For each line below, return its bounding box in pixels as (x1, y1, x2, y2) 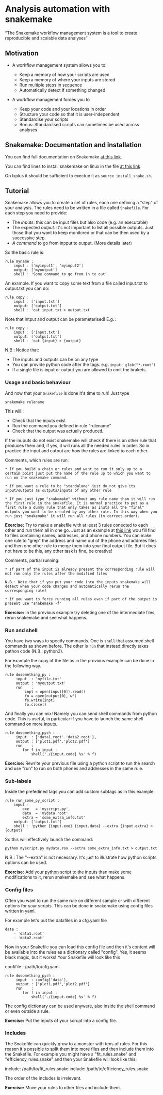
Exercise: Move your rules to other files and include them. (5, 1084, 121, 1090)
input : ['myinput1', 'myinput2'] (14, 263, 83, 269)
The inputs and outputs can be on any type (12, 357, 98, 363)
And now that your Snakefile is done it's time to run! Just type (5, 390, 130, 396)
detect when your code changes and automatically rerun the (5, 584, 130, 589)
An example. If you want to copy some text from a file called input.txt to (5, 280, 148, 286)
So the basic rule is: (5, 250, 45, 255)
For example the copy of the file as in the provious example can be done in (5, 657, 154, 663)
